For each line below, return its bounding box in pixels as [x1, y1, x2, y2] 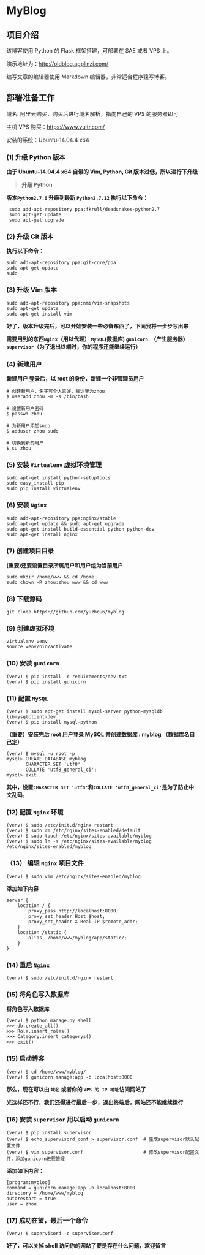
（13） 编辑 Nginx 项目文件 [6, 859, 84, 868]
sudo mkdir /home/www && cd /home [6, 574, 95, 580]
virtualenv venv [6, 639, 48, 645]
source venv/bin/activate [6, 644, 72, 650]
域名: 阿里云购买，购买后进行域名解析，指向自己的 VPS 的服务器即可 [6, 110, 179, 117]
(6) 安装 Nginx [6, 501, 47, 509]
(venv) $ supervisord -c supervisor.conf [6, 1230, 114, 1237]
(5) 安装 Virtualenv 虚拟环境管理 [6, 460, 102, 469]
